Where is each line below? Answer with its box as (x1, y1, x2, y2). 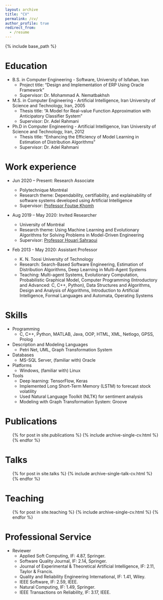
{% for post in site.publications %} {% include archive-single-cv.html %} (12, 432, 159, 438)
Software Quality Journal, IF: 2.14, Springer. (19, 558, 107, 564)
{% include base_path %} (5, 44, 57, 49)
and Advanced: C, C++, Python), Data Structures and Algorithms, (19, 282, 151, 288)
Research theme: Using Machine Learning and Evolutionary (19, 227, 140, 232)
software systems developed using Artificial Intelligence (19, 197, 133, 203)
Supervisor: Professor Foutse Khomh (19, 203, 94, 208)
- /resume (9, 30, 29, 35)
